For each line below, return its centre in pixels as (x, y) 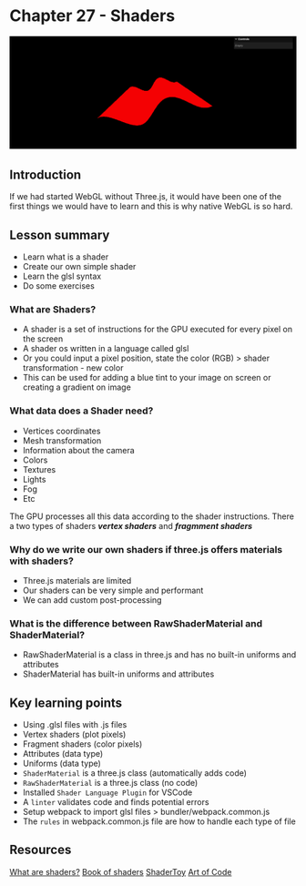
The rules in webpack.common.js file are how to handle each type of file (159, 821)
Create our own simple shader (79, 267)
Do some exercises (59, 286)
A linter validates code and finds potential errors (116, 802)
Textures (39, 469)
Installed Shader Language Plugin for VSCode (107, 792)
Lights (34, 479)
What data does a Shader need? (82, 411)
